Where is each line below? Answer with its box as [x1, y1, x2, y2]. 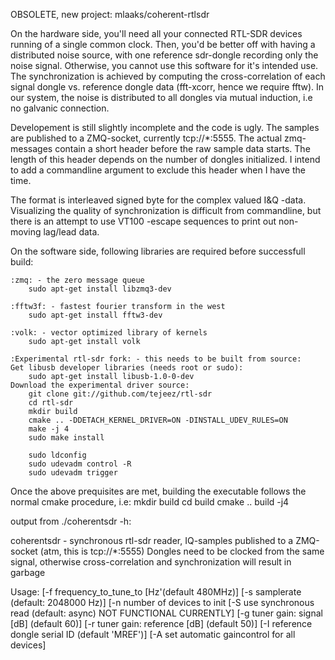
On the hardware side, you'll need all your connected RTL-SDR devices [10, 28, 303, 39]
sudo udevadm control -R [28, 459, 132, 469]
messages [10, 143, 53, 154]
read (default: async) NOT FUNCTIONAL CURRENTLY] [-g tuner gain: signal [10, 607, 323, 619]
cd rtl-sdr [28, 398, 74, 408]
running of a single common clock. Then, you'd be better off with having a [10, 39, 316, 50]
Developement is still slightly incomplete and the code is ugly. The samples [10, 122, 320, 133]
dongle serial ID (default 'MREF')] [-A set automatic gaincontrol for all [10, 629, 296, 640]
